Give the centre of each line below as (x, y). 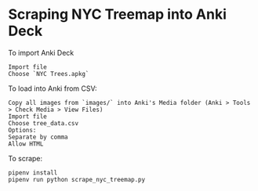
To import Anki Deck (41, 52)
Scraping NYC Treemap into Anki (118, 14)
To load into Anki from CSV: (53, 88)
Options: (22, 130)
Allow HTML (26, 144)
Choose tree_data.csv (44, 123)
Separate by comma (38, 137)
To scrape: (25, 158)
